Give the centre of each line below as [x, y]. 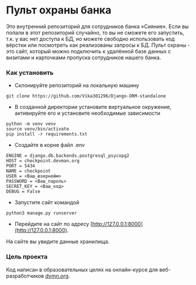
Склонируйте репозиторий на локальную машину [77, 85]
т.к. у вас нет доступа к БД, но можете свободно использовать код [90, 39]
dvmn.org [57, 276]
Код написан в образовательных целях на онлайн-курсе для [82, 269]
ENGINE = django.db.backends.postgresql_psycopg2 [68, 156]
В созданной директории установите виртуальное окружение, [93, 107]
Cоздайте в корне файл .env [49, 145]
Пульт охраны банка [59, 10]
